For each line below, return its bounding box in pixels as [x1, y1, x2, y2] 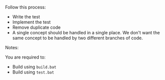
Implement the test [12, 19, 51, 25]
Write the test [12, 14, 40, 19]
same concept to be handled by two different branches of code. [12, 35, 143, 41]
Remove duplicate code [12, 24, 61, 30]
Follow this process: [5, 4, 46, 10]
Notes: [5, 45, 19, 50]
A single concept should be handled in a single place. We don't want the [12, 30, 160, 35]
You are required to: [5, 54, 46, 60]
